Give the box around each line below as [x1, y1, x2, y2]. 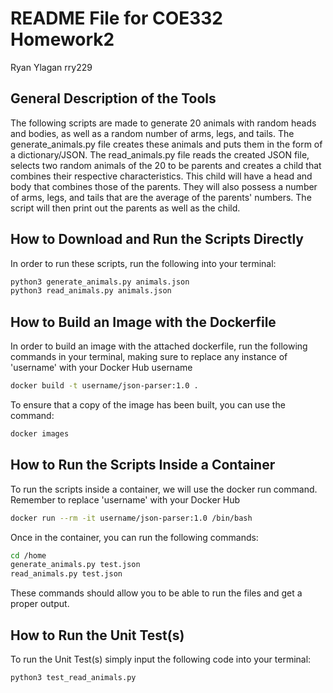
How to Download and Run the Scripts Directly [10, 231, 304, 248]
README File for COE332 [10, 7, 223, 30]
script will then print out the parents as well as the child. [10, 202, 241, 214]
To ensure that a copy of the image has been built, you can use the [10, 399, 286, 411]
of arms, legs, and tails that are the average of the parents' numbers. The [10, 191, 312, 203]
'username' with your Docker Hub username [10, 362, 193, 374]
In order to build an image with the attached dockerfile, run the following [10, 340, 308, 352]
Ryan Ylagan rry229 [10, 61, 93, 73]
